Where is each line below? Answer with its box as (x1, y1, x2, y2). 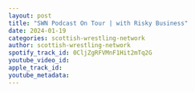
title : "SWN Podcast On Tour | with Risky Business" (8, 19, 189, 27)
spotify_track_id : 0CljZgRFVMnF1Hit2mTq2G (8, 49, 152, 57)
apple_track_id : (8, 64, 63, 72)
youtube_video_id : (8, 57, 70, 65)
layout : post (8, 11, 52, 20)
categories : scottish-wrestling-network (8, 34, 146, 42)
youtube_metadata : (8, 71, 70, 79)
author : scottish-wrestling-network (8, 42, 131, 50)
